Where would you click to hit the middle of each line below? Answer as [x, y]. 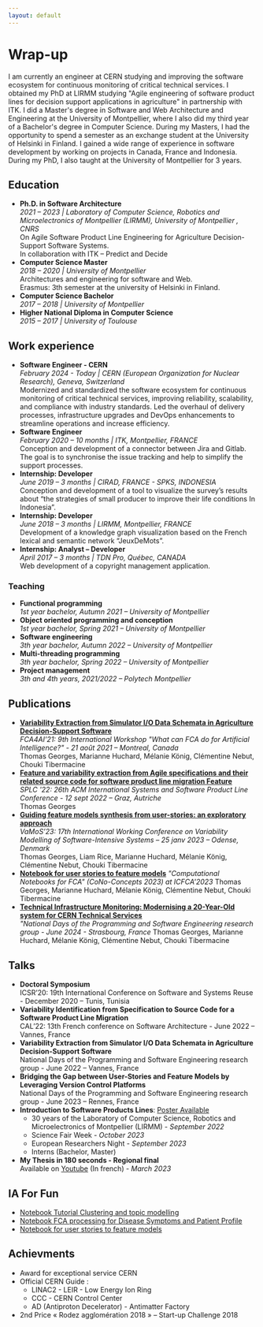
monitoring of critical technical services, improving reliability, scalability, [136, 398]
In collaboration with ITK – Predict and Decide [93, 254]
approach [36, 823]
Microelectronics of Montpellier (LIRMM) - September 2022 [128, 1127]
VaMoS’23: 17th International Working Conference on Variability [124, 832]
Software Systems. [78, 246]
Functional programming [61, 603]
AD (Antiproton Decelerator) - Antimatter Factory [111, 1306]
